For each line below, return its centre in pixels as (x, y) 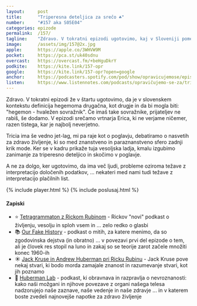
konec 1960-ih (32, 253)
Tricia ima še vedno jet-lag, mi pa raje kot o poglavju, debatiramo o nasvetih (98, 136)
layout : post (27, 11)
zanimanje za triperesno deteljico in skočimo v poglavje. (74, 154)
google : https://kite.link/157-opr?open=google (70, 72)
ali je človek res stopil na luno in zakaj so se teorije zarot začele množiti (101, 247)
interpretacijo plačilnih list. (38, 178)
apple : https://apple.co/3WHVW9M (53, 50)
